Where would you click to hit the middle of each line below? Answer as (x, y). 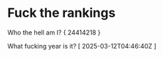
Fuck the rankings (62, 13)
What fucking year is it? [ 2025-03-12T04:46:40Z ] (82, 46)
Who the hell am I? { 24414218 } (54, 32)
